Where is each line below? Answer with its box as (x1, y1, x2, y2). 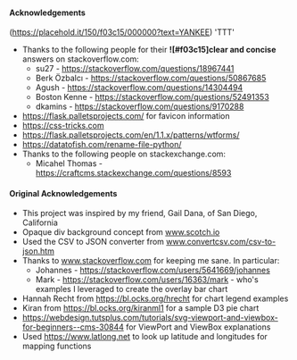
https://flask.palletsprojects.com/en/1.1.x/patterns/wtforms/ (21, 130, 240, 140)
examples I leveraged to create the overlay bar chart (35, 284, 228, 295)
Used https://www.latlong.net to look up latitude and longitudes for (21, 331, 268, 342)
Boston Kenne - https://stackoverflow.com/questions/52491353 (35, 92, 269, 103)
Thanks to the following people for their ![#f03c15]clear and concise (21, 45, 276, 55)
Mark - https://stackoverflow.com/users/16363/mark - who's (35, 274, 259, 285)
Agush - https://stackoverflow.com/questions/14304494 (35, 82, 243, 93)
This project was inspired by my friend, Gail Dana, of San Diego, (21, 208, 258, 219)
